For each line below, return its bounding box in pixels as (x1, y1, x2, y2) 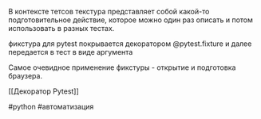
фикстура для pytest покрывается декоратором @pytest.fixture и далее (8, 39, 252, 48)
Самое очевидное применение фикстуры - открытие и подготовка (8, 63, 236, 72)
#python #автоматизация (8, 102, 94, 111)
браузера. (8, 71, 42, 80)
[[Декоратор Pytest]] (8, 86, 80, 96)
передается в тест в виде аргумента (8, 48, 133, 56)
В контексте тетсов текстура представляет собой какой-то (8, 7, 210, 16)
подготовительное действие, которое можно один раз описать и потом (8, 15, 254, 25)
